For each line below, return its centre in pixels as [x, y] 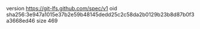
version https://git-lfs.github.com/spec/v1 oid [62, 8]
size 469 [47, 21]
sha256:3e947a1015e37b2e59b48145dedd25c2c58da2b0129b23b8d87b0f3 [100, 14]
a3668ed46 [21, 21]
